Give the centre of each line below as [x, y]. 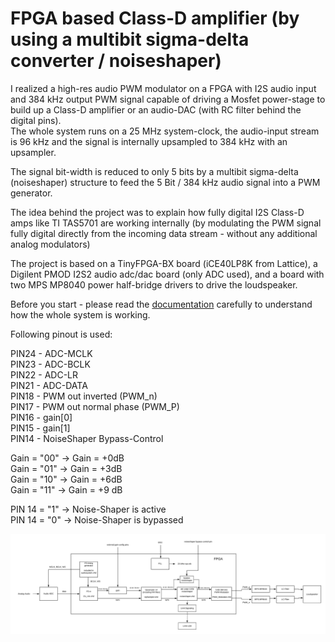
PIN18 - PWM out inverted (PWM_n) [84, 396]
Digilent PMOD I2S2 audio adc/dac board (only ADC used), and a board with [167, 274]
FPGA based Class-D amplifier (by [155, 18]
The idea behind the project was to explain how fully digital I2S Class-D [157, 212]
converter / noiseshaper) [116, 61]
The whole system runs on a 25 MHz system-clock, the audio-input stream [165, 131]
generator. [31, 193]
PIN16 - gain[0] [41, 417]
